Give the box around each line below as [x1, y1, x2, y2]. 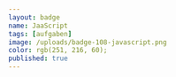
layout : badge [8, 12, 61, 22]
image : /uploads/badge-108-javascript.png [8, 37, 167, 47]
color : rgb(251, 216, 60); [8, 46, 108, 55]
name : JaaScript [8, 21, 68, 30]
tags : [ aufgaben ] [8, 29, 73, 38]
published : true [8, 54, 68, 63]
